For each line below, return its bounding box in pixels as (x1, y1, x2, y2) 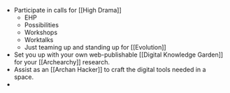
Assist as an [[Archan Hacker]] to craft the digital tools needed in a (13, 66, 206, 73)
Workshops (24, 28, 58, 36)
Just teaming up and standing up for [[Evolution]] (24, 43, 166, 51)
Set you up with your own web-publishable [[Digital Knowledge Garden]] (13, 50, 224, 59)
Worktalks (24, 36, 54, 44)
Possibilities (24, 21, 59, 29)
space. (13, 73, 34, 81)
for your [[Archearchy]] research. (13, 58, 110, 66)
